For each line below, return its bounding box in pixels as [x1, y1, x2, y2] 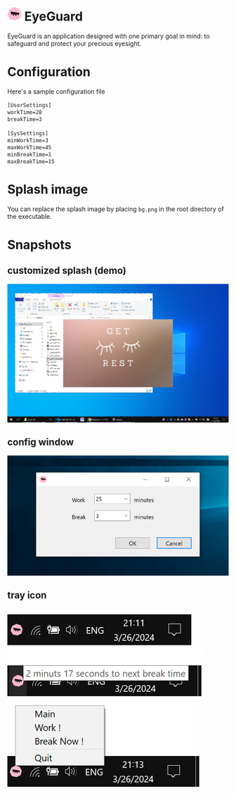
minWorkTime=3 [7, 137, 49, 144]
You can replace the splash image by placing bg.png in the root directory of [7, 204, 225, 213]
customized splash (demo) [7, 265, 126, 277]
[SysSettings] [7, 130, 49, 137]
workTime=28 [7, 108, 42, 115]
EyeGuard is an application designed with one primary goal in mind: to [7, 32, 210, 40]
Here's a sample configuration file [7, 87, 105, 96]
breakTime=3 [7, 115, 42, 122]
